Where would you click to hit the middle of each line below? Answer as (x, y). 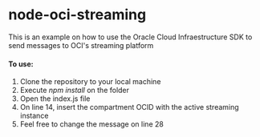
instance (34, 116)
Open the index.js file (55, 99)
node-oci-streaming (77, 15)
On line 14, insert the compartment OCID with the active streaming (129, 107)
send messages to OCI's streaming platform (81, 45)
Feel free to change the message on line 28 (92, 124)
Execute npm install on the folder (75, 91)
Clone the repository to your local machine (90, 82)
